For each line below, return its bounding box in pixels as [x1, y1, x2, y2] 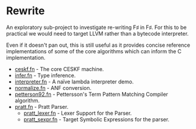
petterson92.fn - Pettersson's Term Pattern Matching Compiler [14, 91, 169, 98]
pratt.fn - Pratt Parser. [14, 103, 69, 110]
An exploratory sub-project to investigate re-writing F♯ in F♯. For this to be [6, 24, 187, 31]
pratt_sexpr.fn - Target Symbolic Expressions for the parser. [23, 115, 170, 122]
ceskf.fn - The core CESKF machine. [14, 65, 104, 72]
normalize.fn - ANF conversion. [14, 84, 92, 91]
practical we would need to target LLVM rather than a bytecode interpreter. [6, 30, 189, 37]
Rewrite [6, 4, 45, 18]
